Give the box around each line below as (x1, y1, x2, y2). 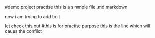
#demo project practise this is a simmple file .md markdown (5, 4, 128, 10)
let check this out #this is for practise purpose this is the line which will (5, 23, 150, 29)
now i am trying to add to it (5, 14, 60, 19)
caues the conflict (5, 28, 42, 34)
